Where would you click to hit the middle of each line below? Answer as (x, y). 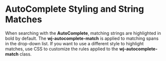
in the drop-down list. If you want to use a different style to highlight (74, 43)
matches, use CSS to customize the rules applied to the (62, 49)
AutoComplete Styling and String (75, 9)
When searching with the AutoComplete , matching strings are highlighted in (83, 33)
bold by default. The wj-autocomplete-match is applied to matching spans (82, 38)
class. (26, 54)
